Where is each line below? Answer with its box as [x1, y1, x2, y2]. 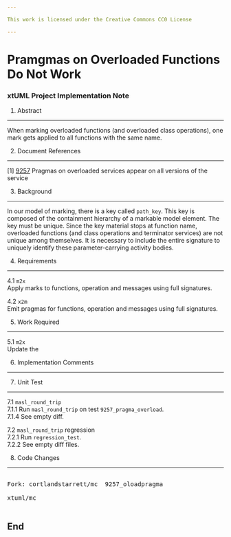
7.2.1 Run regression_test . [7, 433, 82, 441]
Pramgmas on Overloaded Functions [7, 52, 221, 67]
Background [16, 187, 52, 196]
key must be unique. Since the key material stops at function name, [7, 221, 197, 230]
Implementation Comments [16, 358, 94, 366]
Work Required [16, 318, 60, 327]
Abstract [16, 107, 42, 115]
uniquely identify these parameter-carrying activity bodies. [7, 243, 174, 252]
